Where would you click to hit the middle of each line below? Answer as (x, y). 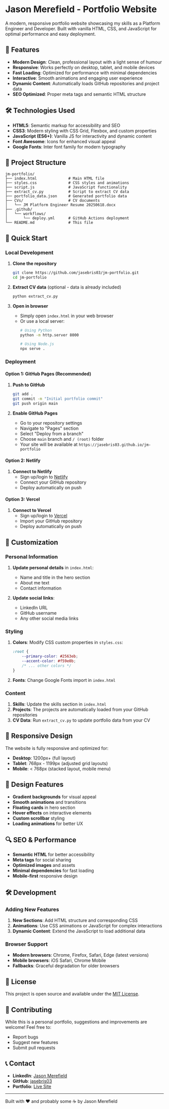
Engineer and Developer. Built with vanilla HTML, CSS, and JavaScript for (81, 28)
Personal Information (31, 557)
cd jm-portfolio (29, 277)
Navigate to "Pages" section (49, 428)
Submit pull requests (34, 1048)
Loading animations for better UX (48, 824)
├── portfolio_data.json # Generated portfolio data (66, 196)
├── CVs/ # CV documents (53, 201)
